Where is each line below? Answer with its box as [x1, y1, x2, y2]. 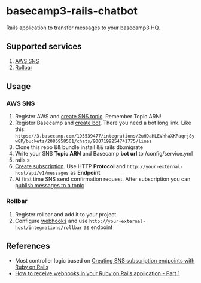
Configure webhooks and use [14, 217, 88, 224]
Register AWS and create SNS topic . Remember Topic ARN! [14, 113, 162, 120]
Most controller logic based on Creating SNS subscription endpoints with [14, 257, 195, 264]
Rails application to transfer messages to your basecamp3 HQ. [6, 24, 160, 31]
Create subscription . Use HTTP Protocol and [14, 163, 126, 170]
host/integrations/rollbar [14, 224, 83, 231]
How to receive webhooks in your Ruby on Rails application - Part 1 [14, 269, 181, 277]
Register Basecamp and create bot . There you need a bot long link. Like [14, 119, 191, 127]
